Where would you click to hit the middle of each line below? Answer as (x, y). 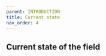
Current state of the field (53, 47)
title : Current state (33, 17)
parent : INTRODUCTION (33, 12)
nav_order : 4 (22, 23)
